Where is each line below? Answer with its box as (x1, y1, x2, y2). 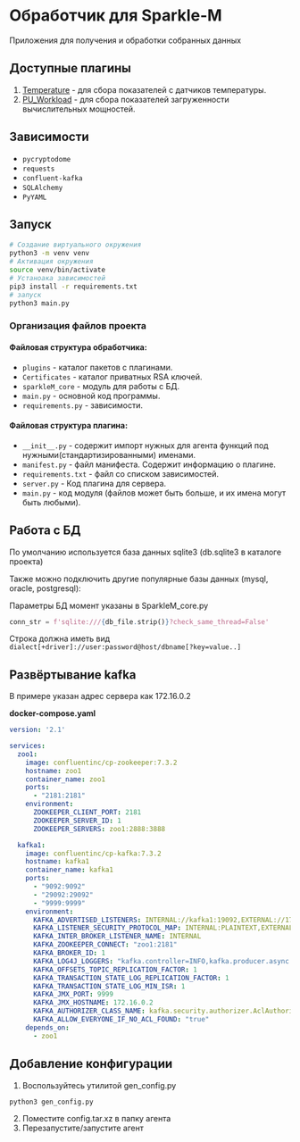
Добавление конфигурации (9, 1056, 173, 1071)
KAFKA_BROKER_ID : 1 (32, 948, 105, 958)
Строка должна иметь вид (9, 633, 111, 644)
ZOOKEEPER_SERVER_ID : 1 (32, 816, 122, 825)
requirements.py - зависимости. (21, 399, 143, 411)
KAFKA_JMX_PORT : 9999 (32, 990, 114, 999)
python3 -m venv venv (9, 249, 90, 258)
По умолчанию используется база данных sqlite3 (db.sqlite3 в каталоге (9, 546, 282, 557)
